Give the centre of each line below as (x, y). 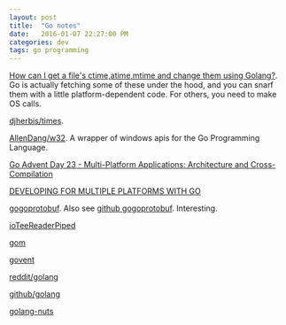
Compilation (31, 174)
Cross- (263, 165)
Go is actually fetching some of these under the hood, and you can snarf (142, 85)
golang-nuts (31, 312)
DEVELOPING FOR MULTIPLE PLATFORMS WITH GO (105, 191)
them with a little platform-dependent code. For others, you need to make (143, 95)
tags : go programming (49, 50)
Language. (29, 148)
